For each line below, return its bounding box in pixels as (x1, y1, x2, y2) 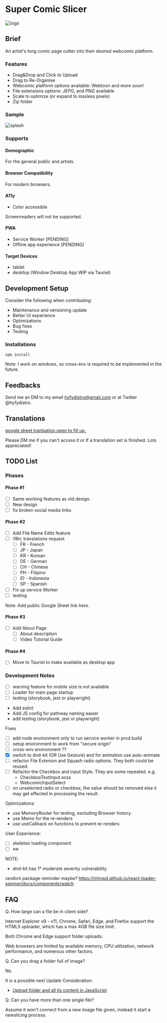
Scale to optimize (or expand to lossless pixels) (12, 93, 110, 99)
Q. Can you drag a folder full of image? (5, 958, 85, 964)
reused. (12, 764, 29, 770)
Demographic (5, 147, 34, 154)
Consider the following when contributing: (5, 298, 92, 304)
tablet (12, 264, 25, 270)
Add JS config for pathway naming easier (12, 710, 99, 716)
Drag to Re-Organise (12, 77, 56, 83)
